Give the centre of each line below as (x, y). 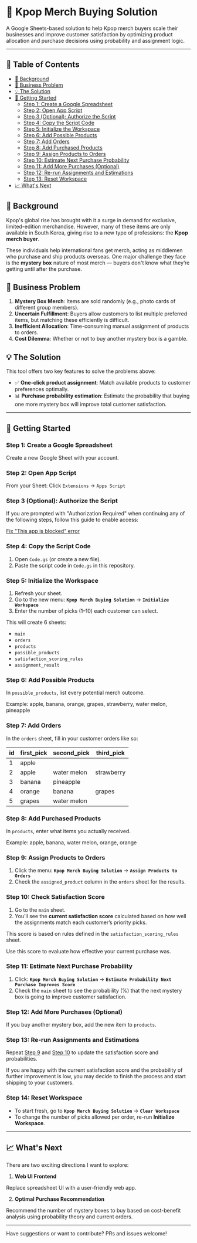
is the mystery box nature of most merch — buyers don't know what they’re (98, 263)
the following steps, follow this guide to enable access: (72, 520)
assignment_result (37, 665)
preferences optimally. (42, 389)
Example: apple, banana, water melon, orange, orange (72, 842)
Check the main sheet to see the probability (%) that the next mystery (98, 990)
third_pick (110, 753)
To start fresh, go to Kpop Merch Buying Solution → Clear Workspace (97, 1110)
